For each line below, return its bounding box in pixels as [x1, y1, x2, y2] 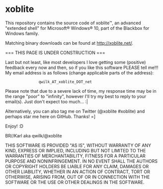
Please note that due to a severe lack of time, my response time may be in [5, 88, 157, 94]
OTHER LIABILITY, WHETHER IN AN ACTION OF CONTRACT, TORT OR [5, 169, 150, 175]
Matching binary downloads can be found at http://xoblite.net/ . [5, 40, 133, 46]
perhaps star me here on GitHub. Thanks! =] [5, 113, 96, 120]
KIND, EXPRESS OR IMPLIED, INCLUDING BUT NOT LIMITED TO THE [5, 147, 146, 153]
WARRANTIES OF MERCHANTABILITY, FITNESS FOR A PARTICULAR [5, 153, 146, 159]
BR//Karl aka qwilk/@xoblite [5, 132, 62, 138]
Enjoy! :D [5, 123, 24, 129]
